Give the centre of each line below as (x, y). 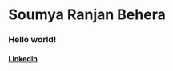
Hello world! (32, 40)
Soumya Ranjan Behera (87, 15)
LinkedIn (23, 58)
